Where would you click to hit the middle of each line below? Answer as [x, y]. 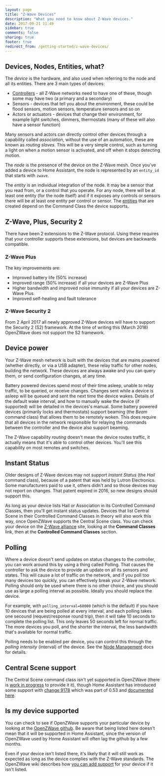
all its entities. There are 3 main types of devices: [55, 84]
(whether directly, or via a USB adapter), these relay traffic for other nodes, [81, 365]
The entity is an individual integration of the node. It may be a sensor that [79, 185]
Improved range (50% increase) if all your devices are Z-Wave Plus [80, 283]
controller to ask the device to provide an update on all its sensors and [76, 570]
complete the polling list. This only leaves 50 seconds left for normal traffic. [82, 622]
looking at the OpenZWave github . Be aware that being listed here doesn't [80, 728]
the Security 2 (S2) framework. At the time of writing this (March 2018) [77, 327]
